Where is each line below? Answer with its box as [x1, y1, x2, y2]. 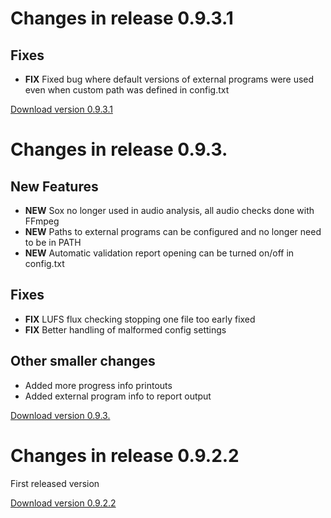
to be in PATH [24, 237, 82, 248]
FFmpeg [24, 215, 60, 227]
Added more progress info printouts [24, 379, 173, 391]
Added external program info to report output [24, 390, 212, 402]
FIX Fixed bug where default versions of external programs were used [24, 73, 315, 85]
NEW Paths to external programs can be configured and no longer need [24, 226, 322, 237]
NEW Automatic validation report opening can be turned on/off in [24, 247, 295, 259]
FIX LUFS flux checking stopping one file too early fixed [24, 313, 256, 325]
